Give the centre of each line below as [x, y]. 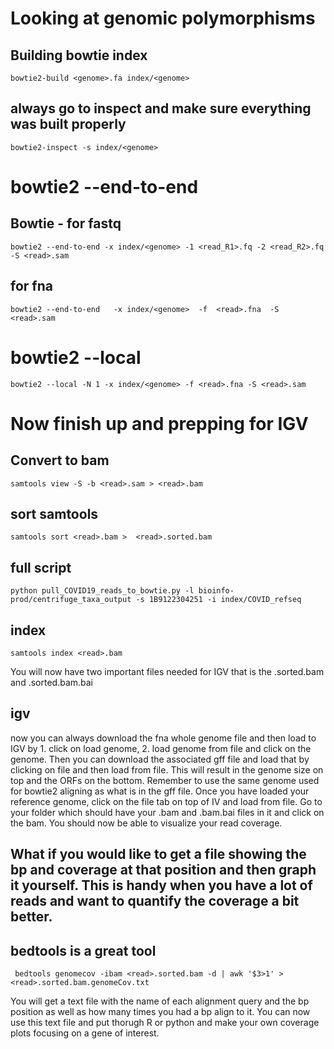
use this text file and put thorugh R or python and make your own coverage [165, 1023]
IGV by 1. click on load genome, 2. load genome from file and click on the [161, 748]
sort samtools [54, 513]
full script [41, 567]
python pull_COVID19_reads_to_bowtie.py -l [102, 591]
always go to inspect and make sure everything [161, 108]
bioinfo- [216, 591]
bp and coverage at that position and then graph [163, 870]
